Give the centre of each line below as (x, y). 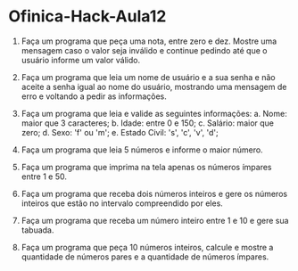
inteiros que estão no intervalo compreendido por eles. (122, 203)
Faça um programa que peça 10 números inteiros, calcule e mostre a (147, 247)
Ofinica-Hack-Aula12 (87, 16)
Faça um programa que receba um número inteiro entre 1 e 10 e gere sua (155, 220)
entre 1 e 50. (44, 177)
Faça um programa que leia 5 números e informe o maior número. (142, 150)
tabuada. (37, 230)
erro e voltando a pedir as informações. (94, 96)
